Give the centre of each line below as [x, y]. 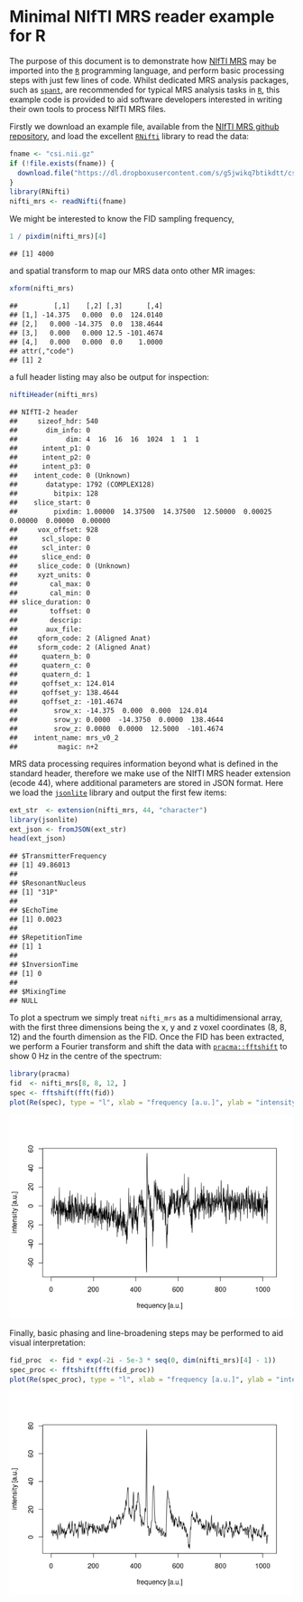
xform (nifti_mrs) [42, 289]
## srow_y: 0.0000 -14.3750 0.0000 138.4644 [116, 720]
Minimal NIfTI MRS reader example [142, 17]
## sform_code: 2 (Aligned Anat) [80, 647]
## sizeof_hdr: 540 [54, 421]
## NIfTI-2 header [44, 412]
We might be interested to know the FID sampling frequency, [122, 219]
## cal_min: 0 [50, 593]
